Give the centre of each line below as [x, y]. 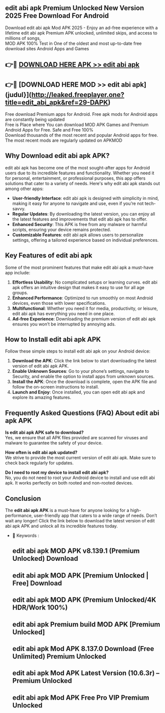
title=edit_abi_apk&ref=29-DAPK [57, 102]
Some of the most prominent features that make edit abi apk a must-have [79, 267]
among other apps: [24, 189]
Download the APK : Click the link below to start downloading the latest [84, 361]
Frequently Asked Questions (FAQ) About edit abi [82, 413]
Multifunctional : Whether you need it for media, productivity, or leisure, [85, 308]
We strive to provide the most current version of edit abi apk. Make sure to [81, 458]
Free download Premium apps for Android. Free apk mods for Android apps [82, 114]
